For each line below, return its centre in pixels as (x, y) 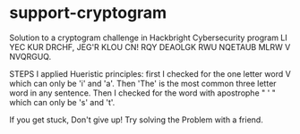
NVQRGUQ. (30, 56)
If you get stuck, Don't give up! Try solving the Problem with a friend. (137, 120)
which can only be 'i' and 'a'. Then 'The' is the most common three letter (143, 83)
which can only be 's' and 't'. (62, 102)
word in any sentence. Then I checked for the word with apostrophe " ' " (142, 93)
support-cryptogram (88, 13)
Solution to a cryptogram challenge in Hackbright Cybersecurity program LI (149, 38)
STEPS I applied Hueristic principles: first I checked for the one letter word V (150, 73)
